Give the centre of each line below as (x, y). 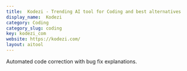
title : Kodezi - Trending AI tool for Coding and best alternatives (94, 12)
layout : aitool (25, 45)
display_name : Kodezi (34, 17)
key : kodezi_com (26, 34)
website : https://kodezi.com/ (43, 39)
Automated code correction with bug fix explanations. (72, 61)
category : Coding (28, 22)
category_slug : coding (34, 28)
